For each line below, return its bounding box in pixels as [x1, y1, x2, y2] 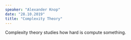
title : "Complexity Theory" [5, 16, 63, 21]
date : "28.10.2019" [5, 12, 45, 17]
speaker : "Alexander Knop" [5, 7, 61, 12]
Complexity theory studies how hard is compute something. [5, 30, 127, 36]
